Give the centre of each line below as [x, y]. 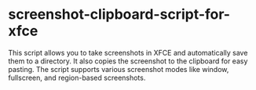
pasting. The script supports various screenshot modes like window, [119, 69]
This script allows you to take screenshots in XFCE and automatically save [128, 52]
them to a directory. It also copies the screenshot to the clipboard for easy [128, 61]
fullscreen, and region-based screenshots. [77, 77]
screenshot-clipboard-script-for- [119, 14]
